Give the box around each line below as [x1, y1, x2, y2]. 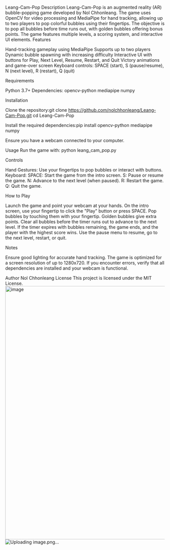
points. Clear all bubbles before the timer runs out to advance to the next [5, 219, 157, 225]
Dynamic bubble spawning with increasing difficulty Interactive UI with [5, 52, 153, 58]
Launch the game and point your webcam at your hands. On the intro [5, 202, 149, 208]
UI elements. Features [5, 36, 51, 43]
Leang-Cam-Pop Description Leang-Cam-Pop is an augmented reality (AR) [5, 5, 162, 10]
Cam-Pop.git [5, 112, 32, 118]
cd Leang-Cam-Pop [32, 112, 74, 118]
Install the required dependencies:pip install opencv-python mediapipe [5, 122, 153, 128]
